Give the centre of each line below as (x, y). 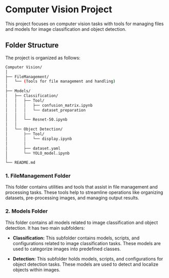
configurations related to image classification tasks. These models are (87, 243)
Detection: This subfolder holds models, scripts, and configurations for (88, 258)
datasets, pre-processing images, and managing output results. (72, 198)
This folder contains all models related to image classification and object (82, 223)
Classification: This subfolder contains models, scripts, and (76, 238)
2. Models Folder (27, 211)
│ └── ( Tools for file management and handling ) (60, 81)
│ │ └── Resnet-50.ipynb (36, 120)
